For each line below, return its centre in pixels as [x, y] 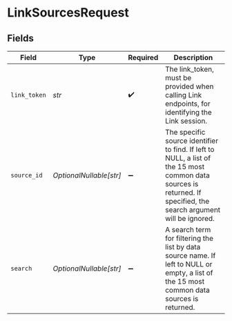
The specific [185, 132]
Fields [21, 38]
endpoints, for [187, 104]
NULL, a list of [188, 158]
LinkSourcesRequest [68, 13]
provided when [189, 86]
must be [178, 78]
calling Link [183, 95]
